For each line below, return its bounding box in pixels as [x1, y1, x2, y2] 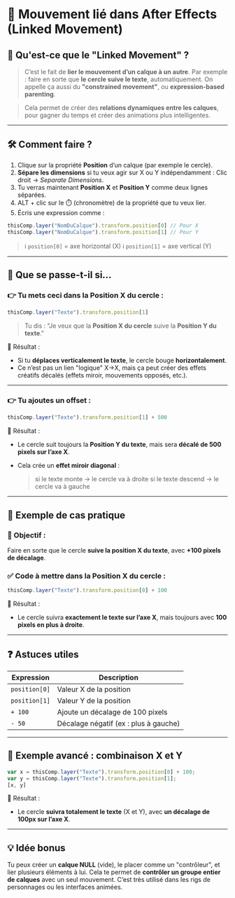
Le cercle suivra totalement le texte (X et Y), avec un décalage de [17, 808, 210, 816]
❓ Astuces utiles [7, 648, 79, 661]
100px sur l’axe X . [17, 815, 71, 824]
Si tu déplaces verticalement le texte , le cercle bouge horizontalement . [17, 357, 227, 365]
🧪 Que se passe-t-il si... [7, 269, 112, 281]
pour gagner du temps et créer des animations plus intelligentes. [24, 111, 211, 119]
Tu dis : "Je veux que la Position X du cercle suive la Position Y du [24, 322, 217, 330]
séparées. [17, 191, 47, 199]
